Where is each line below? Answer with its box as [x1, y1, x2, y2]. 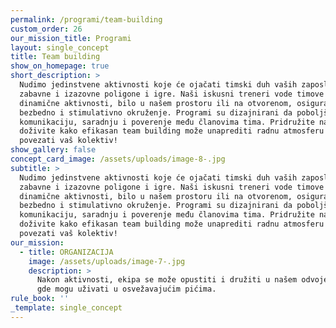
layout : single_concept [10, 42, 110, 53]
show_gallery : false [10, 145, 97, 155]
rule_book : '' [10, 294, 70, 304]
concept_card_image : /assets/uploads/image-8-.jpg [10, 154, 226, 164]
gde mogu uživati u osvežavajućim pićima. [36, 284, 217, 295]
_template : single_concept [10, 303, 123, 313]
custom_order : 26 [10, 24, 83, 34]
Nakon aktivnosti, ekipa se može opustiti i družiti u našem [36, 275, 298, 285]
